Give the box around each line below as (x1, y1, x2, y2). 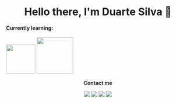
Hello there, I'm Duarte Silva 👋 (24, 5, 172, 19)
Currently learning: (6, 24, 54, 31)
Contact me (83, 79, 112, 86)
